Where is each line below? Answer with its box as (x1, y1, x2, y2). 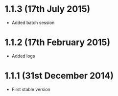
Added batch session (11, 20, 55, 25)
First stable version (11, 86, 51, 92)
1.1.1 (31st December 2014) (4, 70, 114, 81)
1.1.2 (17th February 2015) (4, 37, 111, 48)
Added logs (11, 53, 35, 59)
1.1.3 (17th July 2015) (4, 3, 91, 15)
